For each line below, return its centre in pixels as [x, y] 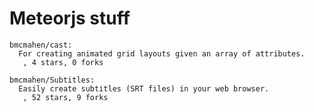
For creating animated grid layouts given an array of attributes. [162, 53]
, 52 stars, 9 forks [65, 97]
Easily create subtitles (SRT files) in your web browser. [144, 88]
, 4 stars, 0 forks [63, 62]
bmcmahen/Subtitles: [52, 80]
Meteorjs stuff [70, 18]
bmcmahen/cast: [41, 45]
